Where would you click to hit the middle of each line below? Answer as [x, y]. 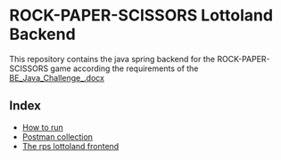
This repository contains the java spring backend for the [112, 59]
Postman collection [58, 136]
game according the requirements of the [124, 68]
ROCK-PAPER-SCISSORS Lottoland [141, 16]
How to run [43, 127]
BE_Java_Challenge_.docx [57, 77]
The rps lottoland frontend [70, 146]
